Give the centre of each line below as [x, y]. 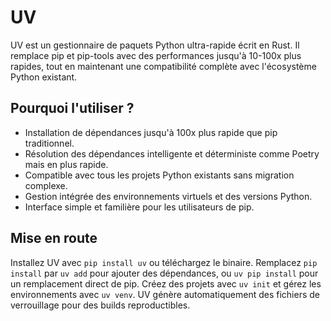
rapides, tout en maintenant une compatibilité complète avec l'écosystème [163, 66]
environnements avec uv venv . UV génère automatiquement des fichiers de [165, 294]
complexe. [46, 185]
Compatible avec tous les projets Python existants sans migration [159, 175]
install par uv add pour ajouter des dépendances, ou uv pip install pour [164, 273]
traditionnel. [49, 143]
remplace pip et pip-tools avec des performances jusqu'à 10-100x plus [156, 55]
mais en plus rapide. [66, 164]
